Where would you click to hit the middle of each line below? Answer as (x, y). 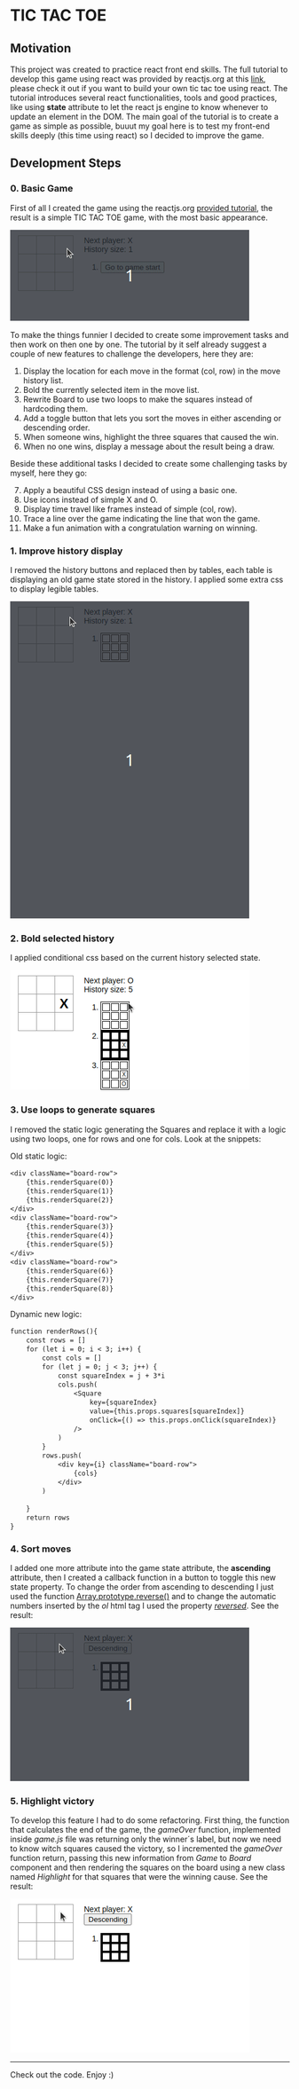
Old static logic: (39, 1156)
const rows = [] (56, 1340)
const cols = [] (72, 1358)
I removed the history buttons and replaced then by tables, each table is (142, 569)
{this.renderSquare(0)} (70, 1182)
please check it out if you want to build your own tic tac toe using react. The (149, 88)
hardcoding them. (55, 408)
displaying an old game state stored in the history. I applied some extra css (147, 579)
